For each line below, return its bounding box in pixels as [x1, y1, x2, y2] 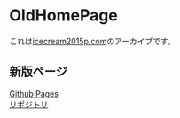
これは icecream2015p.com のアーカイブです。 [9, 35, 176, 46]
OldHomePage [9, 5, 118, 26]
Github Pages [9, 88, 59, 98]
